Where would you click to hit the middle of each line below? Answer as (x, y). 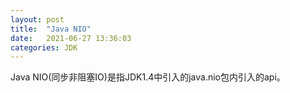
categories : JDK (44, 47)
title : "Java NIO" (51, 29)
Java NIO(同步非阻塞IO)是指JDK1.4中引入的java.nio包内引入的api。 (148, 77)
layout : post (37, 19)
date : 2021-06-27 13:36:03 (71, 38)
